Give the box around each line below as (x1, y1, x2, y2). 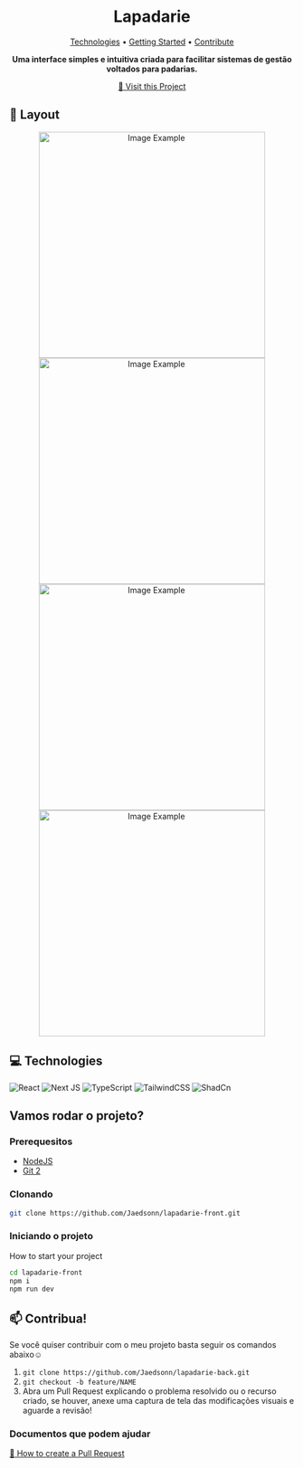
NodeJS (22, 1156, 53, 1167)
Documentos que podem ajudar (9, 1427, 151, 1440)
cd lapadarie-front (9, 1268, 83, 1277)
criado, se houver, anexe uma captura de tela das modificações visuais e (22, 1396, 295, 1406)
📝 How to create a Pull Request (9, 1448, 125, 1459)
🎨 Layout (9, 107, 61, 123)
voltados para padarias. (106, 63, 198, 74)
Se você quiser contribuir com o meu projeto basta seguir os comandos (9, 1340, 277, 1350)
